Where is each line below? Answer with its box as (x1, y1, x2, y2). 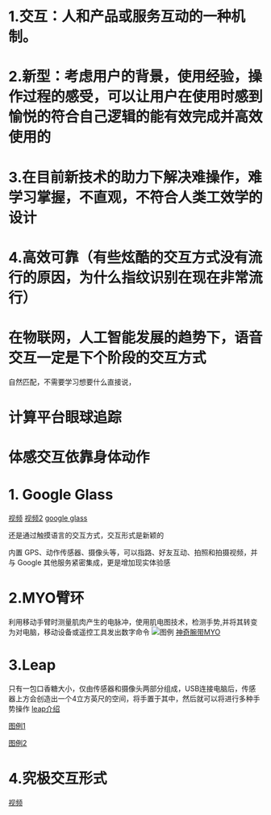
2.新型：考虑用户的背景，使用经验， (8, 68, 248, 86)
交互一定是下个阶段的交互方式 (8, 349, 207, 367)
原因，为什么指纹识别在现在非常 (36, 268, 249, 286)
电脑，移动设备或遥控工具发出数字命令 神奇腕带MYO (22, 627, 221, 637)
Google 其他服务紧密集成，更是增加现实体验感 (17, 558, 171, 567)
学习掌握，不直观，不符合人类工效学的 (8, 188, 264, 207)
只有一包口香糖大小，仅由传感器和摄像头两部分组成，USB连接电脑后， (8, 683, 242, 693)
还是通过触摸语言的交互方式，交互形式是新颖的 (8, 530, 164, 540)
